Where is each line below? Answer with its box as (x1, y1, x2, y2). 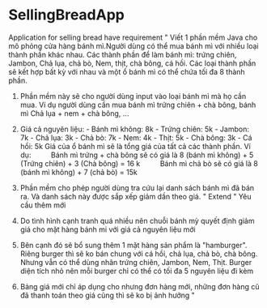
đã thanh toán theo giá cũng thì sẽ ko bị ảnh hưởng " (19, 290, 196, 300)
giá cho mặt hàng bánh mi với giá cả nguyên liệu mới (19, 225, 196, 234)
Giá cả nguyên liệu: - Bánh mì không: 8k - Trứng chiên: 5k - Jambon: (19, 124, 249, 134)
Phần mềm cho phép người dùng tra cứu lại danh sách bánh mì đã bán (19, 182, 255, 192)
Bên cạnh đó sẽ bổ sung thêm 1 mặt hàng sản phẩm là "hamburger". (19, 240, 248, 250)
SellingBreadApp (8, 6, 125, 24)
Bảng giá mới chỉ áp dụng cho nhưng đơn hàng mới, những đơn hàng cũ (19, 281, 260, 291)
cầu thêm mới (19, 200, 66, 210)
